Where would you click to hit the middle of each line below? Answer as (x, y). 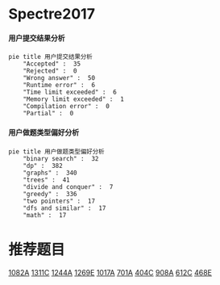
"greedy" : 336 (50, 194)
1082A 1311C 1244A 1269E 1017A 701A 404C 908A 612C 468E (110, 272)
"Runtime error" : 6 (59, 86)
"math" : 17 (45, 215)
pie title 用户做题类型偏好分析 (56, 151)
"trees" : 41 (46, 180)
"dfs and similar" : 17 (64, 208)
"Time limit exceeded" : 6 (70, 92)
